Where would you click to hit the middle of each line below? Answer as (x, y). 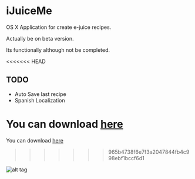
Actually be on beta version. (40, 38)
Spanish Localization (40, 100)
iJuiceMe (29, 11)
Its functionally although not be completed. (58, 50)
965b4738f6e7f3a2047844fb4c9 (149, 152)
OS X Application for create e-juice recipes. (59, 27)
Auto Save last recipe (40, 94)
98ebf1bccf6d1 (127, 158)
